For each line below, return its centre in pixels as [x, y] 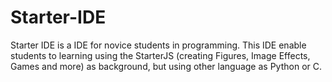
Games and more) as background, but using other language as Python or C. [166, 66]
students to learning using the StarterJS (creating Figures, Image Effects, [160, 55]
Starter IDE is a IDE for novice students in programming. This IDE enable [158, 45]
